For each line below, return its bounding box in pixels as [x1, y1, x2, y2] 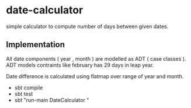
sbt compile [14, 84, 43, 91]
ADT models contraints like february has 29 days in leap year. [6, 61, 154, 68]
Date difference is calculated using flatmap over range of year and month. [6, 72, 184, 79]
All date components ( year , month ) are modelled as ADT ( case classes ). [6, 55, 186, 62]
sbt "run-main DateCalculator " [14, 96, 89, 103]
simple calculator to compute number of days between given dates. [6, 23, 169, 30]
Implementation [6, 40, 65, 50]
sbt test [14, 90, 33, 97]
